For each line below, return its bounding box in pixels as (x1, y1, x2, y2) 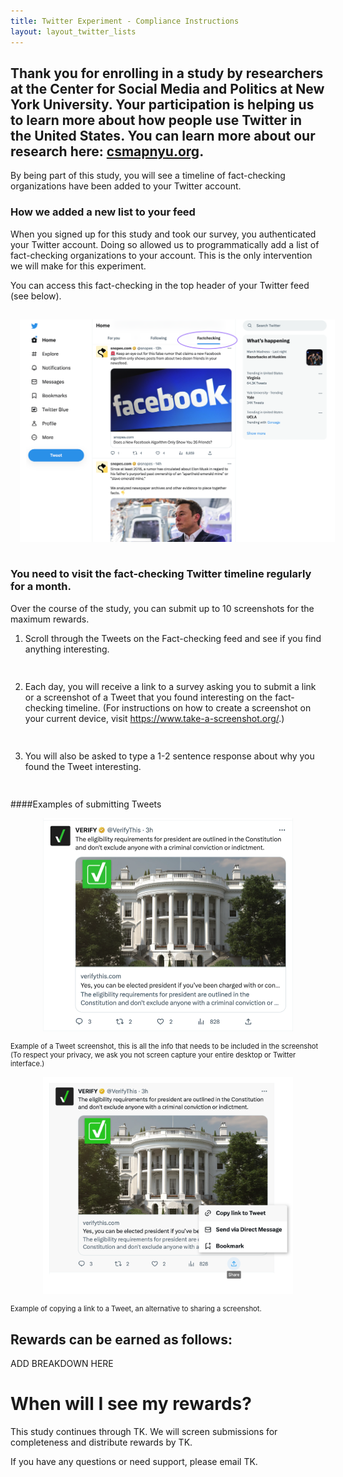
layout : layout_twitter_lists (10, 26, 137, 37)
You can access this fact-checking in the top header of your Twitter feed (10, 279, 310, 291)
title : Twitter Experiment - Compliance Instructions (10, 16, 240, 26)
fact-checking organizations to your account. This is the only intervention (10, 249, 313, 261)
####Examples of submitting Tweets (10, 798, 162, 810)
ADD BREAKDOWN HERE (10, 1358, 114, 1370)
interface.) (10, 1059, 45, 1069)
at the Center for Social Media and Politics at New (10, 80, 325, 97)
